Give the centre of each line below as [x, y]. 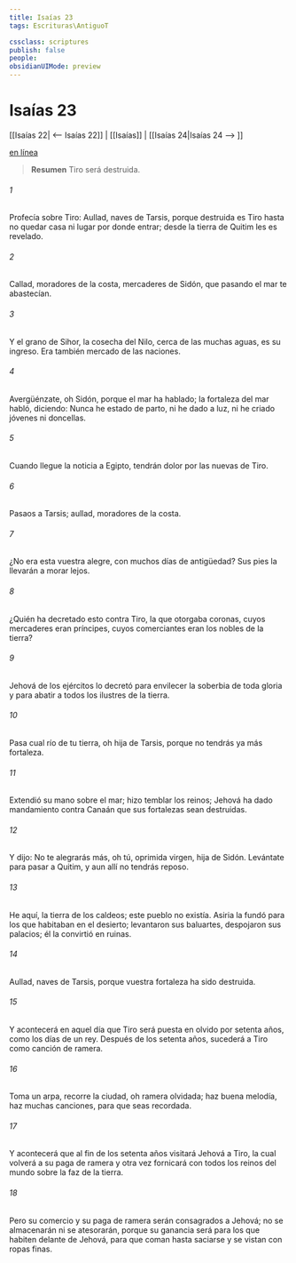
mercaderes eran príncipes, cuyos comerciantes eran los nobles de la [136, 628]
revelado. [26, 236]
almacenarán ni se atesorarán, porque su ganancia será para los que [134, 1230]
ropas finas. [31, 1249]
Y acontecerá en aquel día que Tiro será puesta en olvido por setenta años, [147, 1029]
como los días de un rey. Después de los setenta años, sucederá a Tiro [139, 1039]
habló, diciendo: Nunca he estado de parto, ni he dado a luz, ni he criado [142, 408]
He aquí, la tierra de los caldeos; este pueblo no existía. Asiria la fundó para [147, 915]
